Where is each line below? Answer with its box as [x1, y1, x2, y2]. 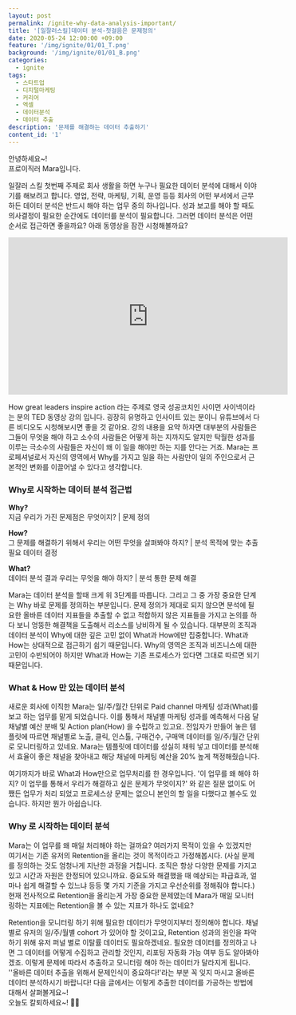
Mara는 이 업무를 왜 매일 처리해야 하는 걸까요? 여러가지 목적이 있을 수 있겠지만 [8, 841, 252, 850]
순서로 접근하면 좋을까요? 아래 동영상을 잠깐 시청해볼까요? [8, 221, 188, 230]
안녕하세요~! [8, 154, 48, 163]
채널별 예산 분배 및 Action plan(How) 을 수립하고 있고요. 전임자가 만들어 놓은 [8, 721, 248, 732]
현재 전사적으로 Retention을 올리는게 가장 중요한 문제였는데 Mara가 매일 [8, 890, 233, 900]
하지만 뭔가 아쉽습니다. [31, 799, 102, 809]
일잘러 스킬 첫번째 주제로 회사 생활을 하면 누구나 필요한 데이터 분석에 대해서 [8, 181, 243, 190]
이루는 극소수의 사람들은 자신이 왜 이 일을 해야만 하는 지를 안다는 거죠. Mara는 [8, 442, 251, 452]
